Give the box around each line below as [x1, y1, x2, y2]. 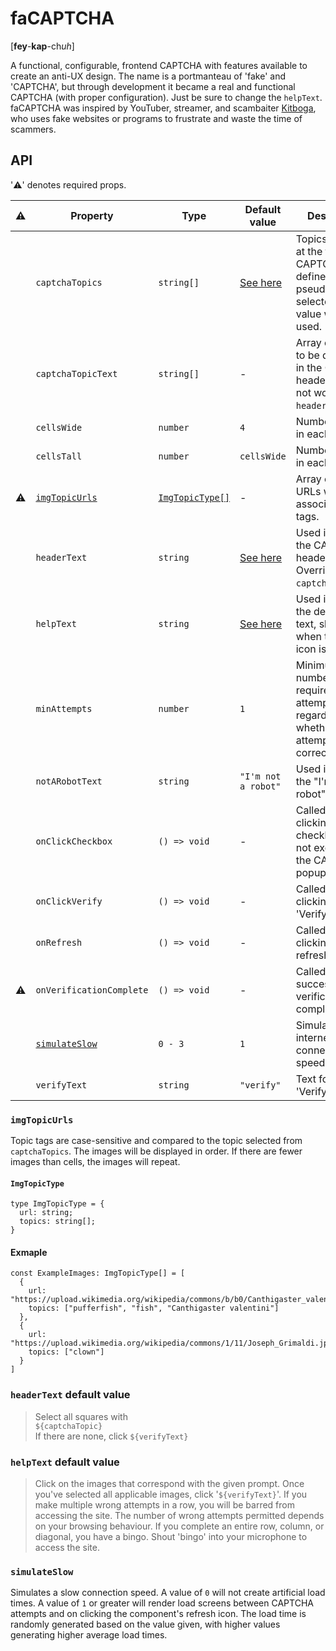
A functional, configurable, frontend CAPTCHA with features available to [10, 59, 308, 71]
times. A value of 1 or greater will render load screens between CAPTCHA [10, 1597, 314, 1609]
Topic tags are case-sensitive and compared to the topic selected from [10, 1135, 303, 1147]
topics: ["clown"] [28, 1347, 105, 1357]
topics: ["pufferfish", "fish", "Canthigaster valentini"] [28, 1303, 280, 1314]
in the [295, 360, 323, 374]
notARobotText [35, 775, 103, 787]
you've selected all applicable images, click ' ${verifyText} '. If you [34, 1488, 308, 1501]
